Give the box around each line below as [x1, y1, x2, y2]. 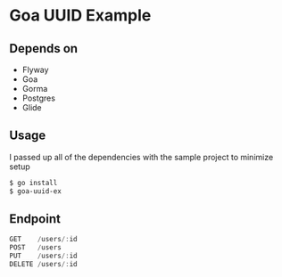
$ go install [9, 178, 58, 187]
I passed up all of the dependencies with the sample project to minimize [9, 151, 274, 162]
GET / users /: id [9, 235, 78, 244]
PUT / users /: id [9, 251, 78, 261]
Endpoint [9, 211, 61, 226]
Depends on [9, 41, 79, 56]
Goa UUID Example [9, 5, 152, 26]
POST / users [9, 243, 62, 252]
